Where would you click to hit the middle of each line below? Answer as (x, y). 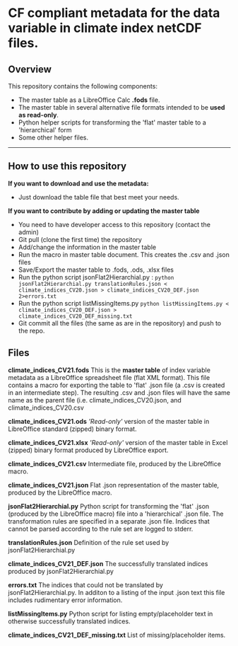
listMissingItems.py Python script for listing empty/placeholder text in (111, 613)
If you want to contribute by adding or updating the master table (104, 211)
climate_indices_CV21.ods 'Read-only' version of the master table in (109, 421)
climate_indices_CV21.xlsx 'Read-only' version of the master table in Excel (118, 442)
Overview (30, 69)
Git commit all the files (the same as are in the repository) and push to (120, 323)
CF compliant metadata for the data (114, 13)
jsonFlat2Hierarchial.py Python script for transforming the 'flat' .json (109, 506)
